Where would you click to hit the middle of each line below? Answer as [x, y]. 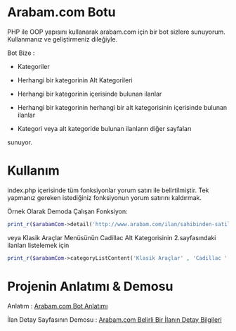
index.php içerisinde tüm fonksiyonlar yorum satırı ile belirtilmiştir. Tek [108, 190]
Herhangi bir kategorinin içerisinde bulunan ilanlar [90, 94]
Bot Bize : [21, 53]
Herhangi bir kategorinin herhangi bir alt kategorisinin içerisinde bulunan [122, 107]
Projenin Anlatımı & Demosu [90, 286]
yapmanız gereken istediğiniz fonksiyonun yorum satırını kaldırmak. [105, 197]
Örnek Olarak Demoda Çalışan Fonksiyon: [67, 211]
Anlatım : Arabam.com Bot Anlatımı [58, 306]
